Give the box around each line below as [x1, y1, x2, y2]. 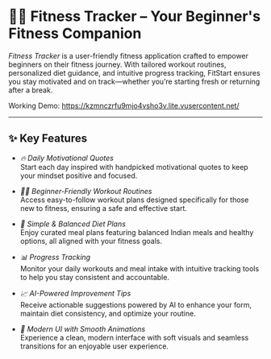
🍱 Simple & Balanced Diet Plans [19, 219, 127, 229]
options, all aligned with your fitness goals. [19, 236, 163, 246]
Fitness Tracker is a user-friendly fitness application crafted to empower [8, 51, 248, 60]
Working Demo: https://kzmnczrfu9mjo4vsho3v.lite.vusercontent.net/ [8, 101, 240, 110]
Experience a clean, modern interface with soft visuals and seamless [19, 332, 249, 342]
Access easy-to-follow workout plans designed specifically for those [19, 195, 249, 204]
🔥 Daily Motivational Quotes [19, 153, 115, 163]
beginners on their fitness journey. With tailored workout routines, [8, 60, 227, 69]
